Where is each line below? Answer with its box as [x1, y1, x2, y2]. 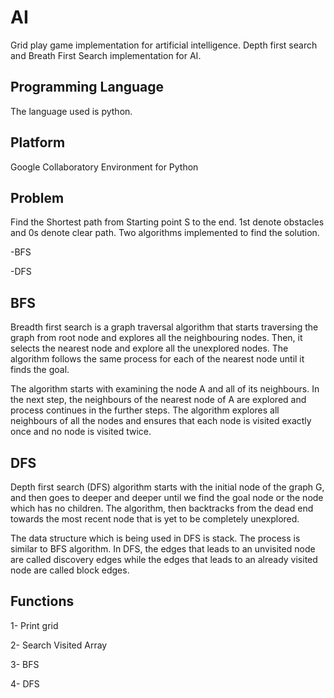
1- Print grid [10, 619, 59, 631]
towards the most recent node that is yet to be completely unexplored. [10, 513, 300, 525]
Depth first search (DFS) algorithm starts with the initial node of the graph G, [10, 481, 325, 493]
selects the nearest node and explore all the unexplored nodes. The [10, 342, 289, 355]
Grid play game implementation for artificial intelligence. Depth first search [10, 39, 318, 51]
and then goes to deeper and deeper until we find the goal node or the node [10, 492, 324, 503]
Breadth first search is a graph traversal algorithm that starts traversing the [10, 321, 319, 333]
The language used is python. [10, 105, 133, 117]
